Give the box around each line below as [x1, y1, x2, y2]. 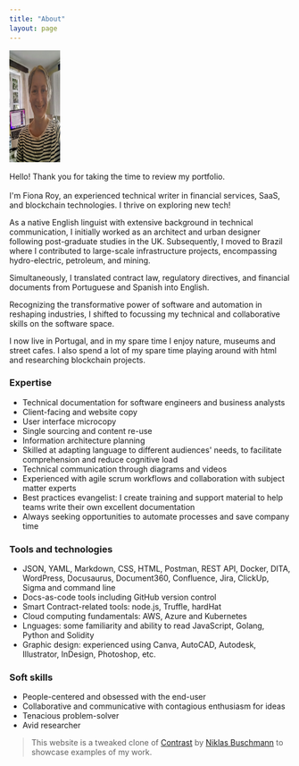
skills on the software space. [9, 318, 115, 328]
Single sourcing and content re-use [21, 425, 153, 436]
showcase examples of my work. [30, 747, 153, 758]
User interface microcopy [21, 416, 117, 427]
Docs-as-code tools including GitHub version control [21, 592, 217, 603]
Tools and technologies [9, 542, 113, 555]
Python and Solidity [21, 630, 95, 641]
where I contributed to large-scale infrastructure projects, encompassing [9, 245, 278, 256]
